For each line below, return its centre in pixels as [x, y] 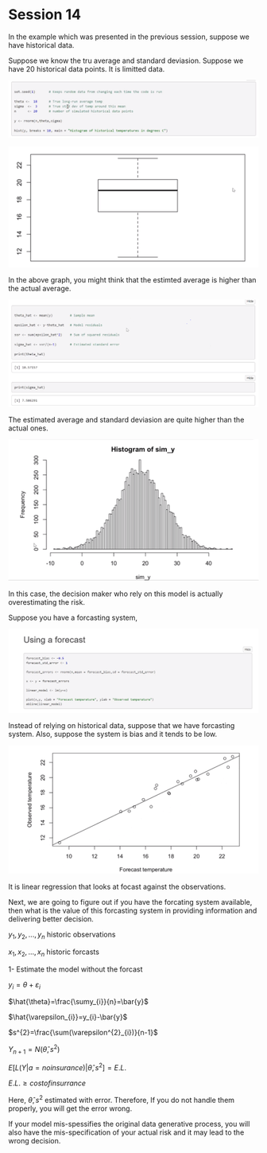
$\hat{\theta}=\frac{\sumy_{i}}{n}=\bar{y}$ [79, 1002]
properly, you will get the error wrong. [70, 1108]
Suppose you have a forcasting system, [73, 617]
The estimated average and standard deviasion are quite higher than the [126, 420]
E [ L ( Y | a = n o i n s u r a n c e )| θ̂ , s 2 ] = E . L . [68, 1067]
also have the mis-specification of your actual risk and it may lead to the [126, 1132]
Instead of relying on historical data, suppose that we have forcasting [122, 725]
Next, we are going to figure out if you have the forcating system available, [130, 902]
